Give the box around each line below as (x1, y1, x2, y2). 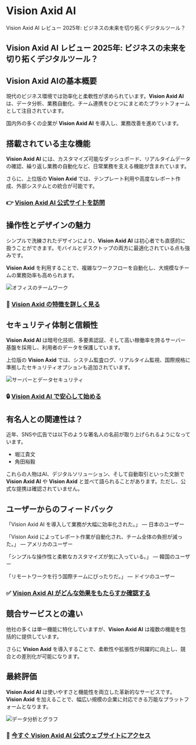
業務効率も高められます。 (16, 271, 78, 278)
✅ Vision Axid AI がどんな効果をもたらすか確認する (6, 589, 151, 597)
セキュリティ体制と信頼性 (6, 320, 98, 330)
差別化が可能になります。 (21, 653, 83, 660)
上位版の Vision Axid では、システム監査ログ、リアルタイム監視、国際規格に (6, 356, 191, 363)
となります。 (21, 703, 51, 710)
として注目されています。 (6, 107, 67, 114)
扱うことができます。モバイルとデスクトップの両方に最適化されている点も (6, 244, 185, 251)
